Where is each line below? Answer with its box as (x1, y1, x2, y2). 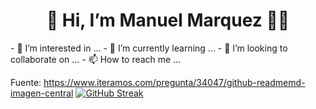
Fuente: (10, 76, 42, 88)
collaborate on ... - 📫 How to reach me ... (10, 53, 182, 65)
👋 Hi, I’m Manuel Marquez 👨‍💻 (46, 9, 290, 32)
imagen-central (10, 87, 74, 99)
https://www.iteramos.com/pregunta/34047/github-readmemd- (43, 76, 306, 88)
